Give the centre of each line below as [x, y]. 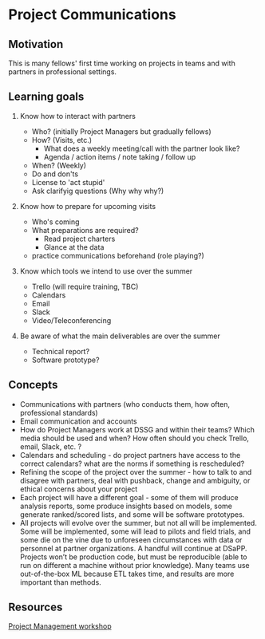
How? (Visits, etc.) [62, 140]
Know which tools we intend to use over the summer [106, 271]
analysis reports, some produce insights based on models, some [126, 506]
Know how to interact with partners [77, 116]
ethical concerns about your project [79, 489]
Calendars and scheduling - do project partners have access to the [130, 455]
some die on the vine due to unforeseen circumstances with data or [131, 539]
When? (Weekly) [59, 165]
